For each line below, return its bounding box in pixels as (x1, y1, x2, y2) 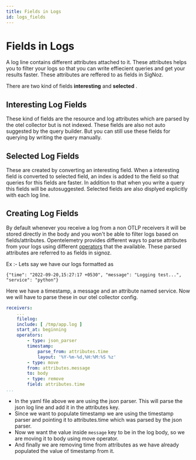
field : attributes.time (27, 381, 85, 388)
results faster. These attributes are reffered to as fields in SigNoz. (6, 71, 164, 78)
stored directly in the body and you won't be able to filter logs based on (6, 230, 178, 237)
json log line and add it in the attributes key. (14, 404, 120, 411)
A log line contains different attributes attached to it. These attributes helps (6, 59, 187, 66)
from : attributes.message (27, 365, 91, 371)
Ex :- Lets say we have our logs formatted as (6, 260, 114, 267)
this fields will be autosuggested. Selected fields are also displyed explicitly (6, 186, 188, 193)
